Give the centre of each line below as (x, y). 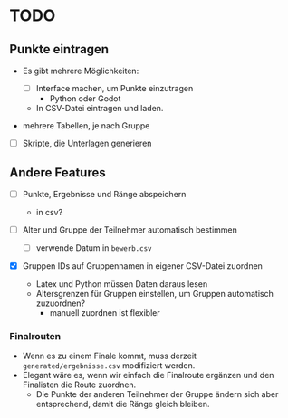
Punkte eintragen (59, 49)
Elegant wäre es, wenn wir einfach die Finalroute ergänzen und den (148, 375)
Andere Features (58, 172)
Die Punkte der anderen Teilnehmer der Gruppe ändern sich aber (157, 394)
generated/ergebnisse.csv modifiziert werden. (109, 366)
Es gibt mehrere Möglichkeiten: (81, 71)
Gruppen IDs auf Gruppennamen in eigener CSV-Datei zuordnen (142, 266)
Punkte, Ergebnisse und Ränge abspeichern (104, 194)
